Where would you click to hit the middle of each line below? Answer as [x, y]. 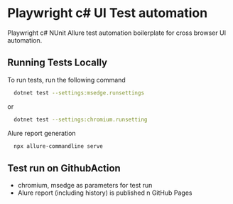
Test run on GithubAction [64, 168]
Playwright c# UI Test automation [108, 13]
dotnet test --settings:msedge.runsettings [79, 93]
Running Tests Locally [58, 63]
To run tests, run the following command [66, 80]
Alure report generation [42, 133]
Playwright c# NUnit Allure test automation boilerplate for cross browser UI [116, 33]
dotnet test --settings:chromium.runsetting [81, 119]
